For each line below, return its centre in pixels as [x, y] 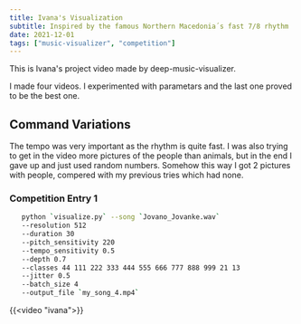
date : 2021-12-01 [42, 34]
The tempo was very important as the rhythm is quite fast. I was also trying [149, 147]
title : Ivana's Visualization [66, 18]
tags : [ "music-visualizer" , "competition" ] [93, 43]
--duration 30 [48, 234]
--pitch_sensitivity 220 [68, 242]
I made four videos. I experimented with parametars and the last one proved [150, 86]
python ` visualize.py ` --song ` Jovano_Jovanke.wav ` [121, 217]
